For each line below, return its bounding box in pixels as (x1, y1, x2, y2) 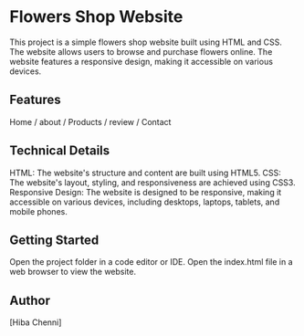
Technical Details (9, 143, 110, 159)
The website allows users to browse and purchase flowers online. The (9, 46, 273, 57)
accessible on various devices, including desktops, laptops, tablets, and (9, 196, 280, 207)
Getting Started (9, 232, 100, 247)
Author (9, 292, 50, 308)
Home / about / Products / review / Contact (9, 116, 172, 127)
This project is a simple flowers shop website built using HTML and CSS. (9, 37, 283, 47)
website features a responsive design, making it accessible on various (9, 56, 274, 67)
